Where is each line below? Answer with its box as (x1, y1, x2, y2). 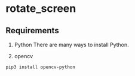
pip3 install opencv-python (5, 64, 76, 70)
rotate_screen (5, 2, 76, 15)
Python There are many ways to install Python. (14, 41, 129, 48)
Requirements (5, 26, 59, 36)
